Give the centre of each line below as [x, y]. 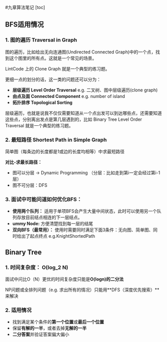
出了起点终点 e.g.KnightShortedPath [58, 236]
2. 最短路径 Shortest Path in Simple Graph [56, 140]
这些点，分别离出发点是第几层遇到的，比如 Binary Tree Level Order [74, 119]
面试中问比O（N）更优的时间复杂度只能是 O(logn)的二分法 [64, 279]
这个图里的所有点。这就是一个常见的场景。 [53, 58]
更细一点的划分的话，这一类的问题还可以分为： [53, 79]
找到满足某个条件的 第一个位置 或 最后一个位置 [58, 322]
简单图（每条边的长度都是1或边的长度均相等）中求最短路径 [65, 151]
